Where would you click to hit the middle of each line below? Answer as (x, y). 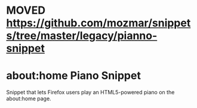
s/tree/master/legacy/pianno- (82, 36)
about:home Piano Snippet (74, 76)
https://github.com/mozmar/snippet (98, 23)
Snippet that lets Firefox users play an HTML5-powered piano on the (90, 92)
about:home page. (29, 98)
